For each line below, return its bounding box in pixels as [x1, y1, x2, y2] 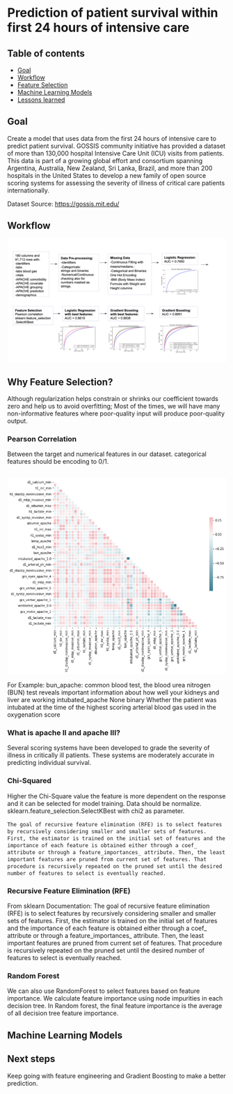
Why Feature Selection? [7, 376, 113, 388]
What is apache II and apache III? [7, 728, 120, 738]
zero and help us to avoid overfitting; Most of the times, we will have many [7, 402, 220, 410]
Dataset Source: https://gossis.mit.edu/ [7, 199, 120, 208]
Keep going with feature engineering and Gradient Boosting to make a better [7, 1072, 226, 1080]
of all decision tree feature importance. [7, 1009, 119, 1017]
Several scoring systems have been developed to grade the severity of [7, 744, 210, 752]
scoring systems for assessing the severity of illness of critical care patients [7, 178, 225, 187]
